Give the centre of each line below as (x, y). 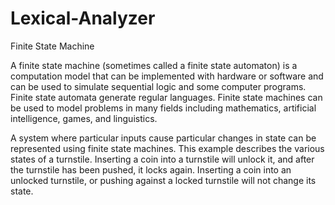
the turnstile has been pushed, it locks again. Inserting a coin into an (151, 169)
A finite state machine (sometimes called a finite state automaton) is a (154, 65)
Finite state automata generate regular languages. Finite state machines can (166, 97)
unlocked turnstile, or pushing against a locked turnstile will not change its (163, 180)
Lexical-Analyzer (83, 18)
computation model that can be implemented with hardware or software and (167, 76)
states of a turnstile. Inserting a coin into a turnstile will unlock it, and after (162, 159)
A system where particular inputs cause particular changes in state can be (163, 138)
